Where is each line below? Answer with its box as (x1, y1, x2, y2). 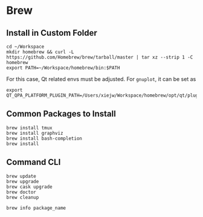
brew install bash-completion (6, 135, 83, 141)
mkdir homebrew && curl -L (6, 49, 74, 55)
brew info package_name (6, 205, 66, 211)
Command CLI (6, 157, 61, 167)
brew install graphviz (6, 130, 63, 136)
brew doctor (6, 189, 36, 195)
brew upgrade (6, 178, 39, 184)
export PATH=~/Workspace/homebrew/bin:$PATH (6, 65, 120, 71)
